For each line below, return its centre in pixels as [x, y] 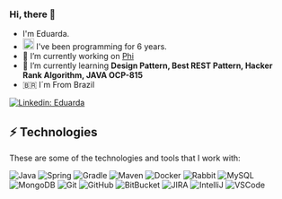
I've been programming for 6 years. [101, 47]
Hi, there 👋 [33, 14]
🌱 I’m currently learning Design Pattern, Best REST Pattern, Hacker [147, 65]
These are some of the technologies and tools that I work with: [125, 158]
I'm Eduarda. [46, 34]
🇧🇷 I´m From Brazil [58, 85]
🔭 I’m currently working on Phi [78, 56]
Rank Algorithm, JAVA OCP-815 [83, 75]
